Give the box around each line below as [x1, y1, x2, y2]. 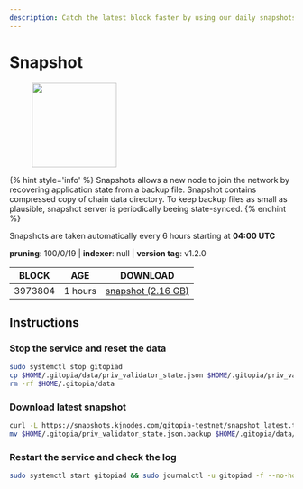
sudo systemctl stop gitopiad [9, 363, 124, 372]
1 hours [63, 284, 97, 297]
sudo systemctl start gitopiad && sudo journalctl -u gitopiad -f [9, 471, 264, 481]
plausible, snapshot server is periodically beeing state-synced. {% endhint [9, 203, 287, 214]
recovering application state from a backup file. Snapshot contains [9, 184, 257, 195]
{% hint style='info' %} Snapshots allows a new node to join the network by [9, 174, 290, 185]
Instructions [9, 315, 79, 330]
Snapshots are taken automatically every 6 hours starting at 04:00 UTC [9, 230, 276, 241]
